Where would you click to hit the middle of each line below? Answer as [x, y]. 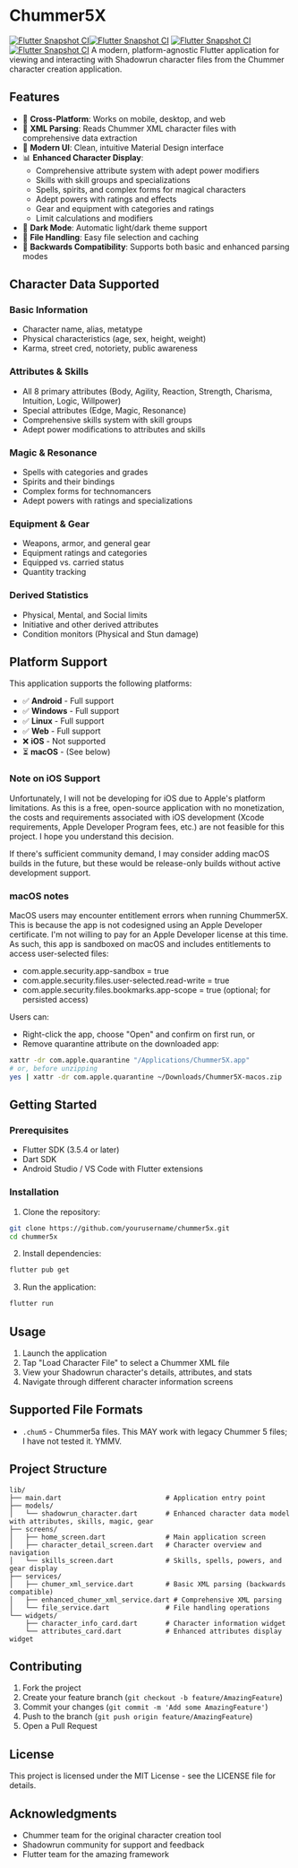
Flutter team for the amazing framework [96, 1855]
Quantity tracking [54, 572]
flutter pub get [39, 1270]
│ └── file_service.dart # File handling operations [140, 1607]
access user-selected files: [59, 954]
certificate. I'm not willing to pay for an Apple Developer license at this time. [149, 934]
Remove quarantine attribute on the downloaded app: [120, 1044]
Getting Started [53, 1105]
